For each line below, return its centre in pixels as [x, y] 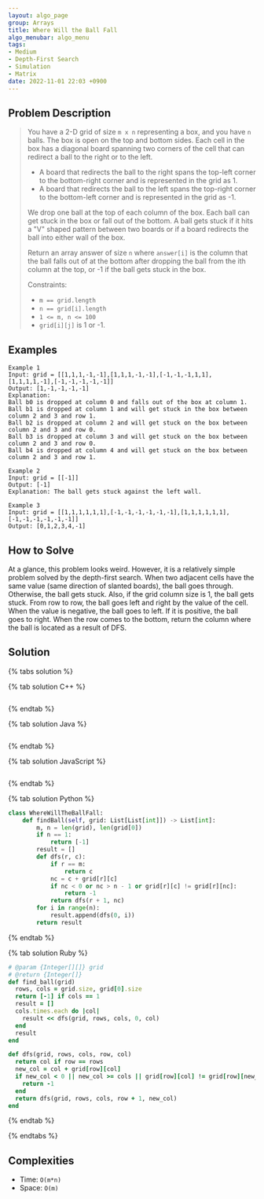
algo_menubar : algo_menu [49, 37]
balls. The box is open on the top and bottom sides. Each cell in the [136, 140]
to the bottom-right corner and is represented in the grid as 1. [138, 181]
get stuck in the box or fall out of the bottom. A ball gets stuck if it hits [140, 221]
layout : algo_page [38, 15]
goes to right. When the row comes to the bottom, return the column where [130, 619]
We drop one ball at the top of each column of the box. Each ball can [138, 212]
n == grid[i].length [73, 309]
